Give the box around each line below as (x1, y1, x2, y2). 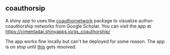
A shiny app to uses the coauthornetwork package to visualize (5, 17, 138, 23)
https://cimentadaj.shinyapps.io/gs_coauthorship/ (5, 28, 110, 35)
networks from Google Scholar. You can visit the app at (34, 23, 152, 29)
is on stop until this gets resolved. (5, 43, 77, 50)
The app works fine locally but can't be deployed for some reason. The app (5, 38, 165, 44)
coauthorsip (5, 4, 45, 13)
